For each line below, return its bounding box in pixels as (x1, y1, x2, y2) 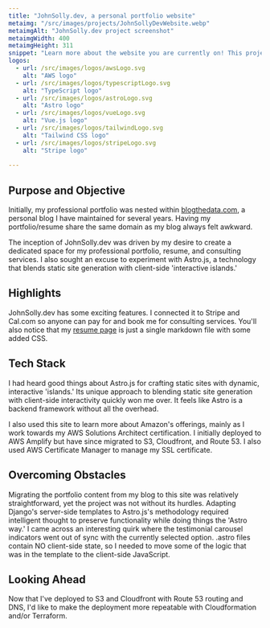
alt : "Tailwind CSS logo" (22, 131, 110, 139)
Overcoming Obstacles (8, 468, 126, 482)
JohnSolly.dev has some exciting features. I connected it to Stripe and (8, 307, 240, 318)
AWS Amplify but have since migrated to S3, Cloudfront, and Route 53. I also (8, 436, 261, 446)
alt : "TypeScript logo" (22, 86, 103, 95)
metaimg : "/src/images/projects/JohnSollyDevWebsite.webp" (8, 19, 211, 27)
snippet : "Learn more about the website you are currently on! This (8, 49, 243, 57)
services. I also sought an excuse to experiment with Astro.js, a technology (8, 255, 257, 265)
